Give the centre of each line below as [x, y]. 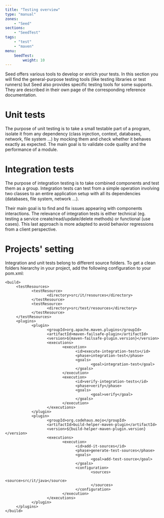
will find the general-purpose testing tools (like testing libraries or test [76, 79]
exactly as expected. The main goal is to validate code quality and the [76, 144]
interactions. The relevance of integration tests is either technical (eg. [75, 214]
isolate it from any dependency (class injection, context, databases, [73, 134]
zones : [12, 19]
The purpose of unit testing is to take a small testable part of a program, [78, 129]
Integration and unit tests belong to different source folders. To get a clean [80, 263]
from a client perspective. [31, 229]
